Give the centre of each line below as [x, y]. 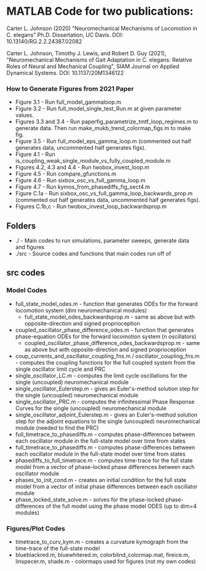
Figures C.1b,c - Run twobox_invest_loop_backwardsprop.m [91, 206]
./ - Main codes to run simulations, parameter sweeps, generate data [102, 241]
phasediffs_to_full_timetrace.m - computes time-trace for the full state [104, 460]
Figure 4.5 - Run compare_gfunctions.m [66, 174]
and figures [30, 247]
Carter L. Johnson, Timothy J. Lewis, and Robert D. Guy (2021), [86, 53]
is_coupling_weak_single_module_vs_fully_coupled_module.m [93, 161]
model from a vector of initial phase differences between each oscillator [106, 486]
